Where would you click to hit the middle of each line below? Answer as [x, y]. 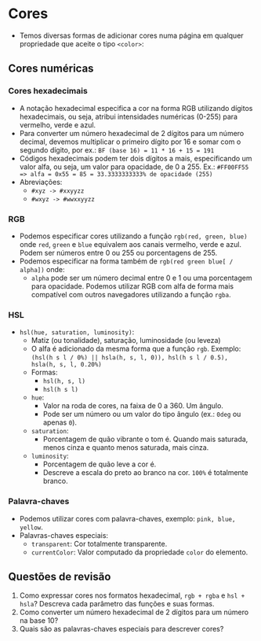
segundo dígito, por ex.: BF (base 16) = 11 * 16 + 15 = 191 [117, 149]
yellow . [31, 527]
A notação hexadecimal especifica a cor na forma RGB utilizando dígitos [136, 108]
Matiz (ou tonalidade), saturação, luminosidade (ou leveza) [126, 341]
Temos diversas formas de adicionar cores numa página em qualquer [132, 35]
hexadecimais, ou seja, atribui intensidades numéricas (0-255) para [128, 116]
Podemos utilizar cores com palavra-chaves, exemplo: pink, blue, [127, 518]
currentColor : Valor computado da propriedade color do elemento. [140, 552]
